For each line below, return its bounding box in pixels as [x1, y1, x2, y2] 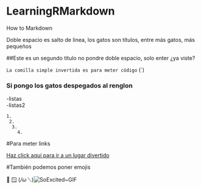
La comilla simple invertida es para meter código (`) [6, 66, 145, 74]
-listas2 [6, 101, 26, 109]
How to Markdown [6, 24, 53, 32]
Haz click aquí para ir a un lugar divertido [6, 152, 110, 159]
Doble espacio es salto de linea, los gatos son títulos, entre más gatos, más [6, 36, 195, 43]
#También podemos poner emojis [6, 163, 91, 171]
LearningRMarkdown [6, 4, 115, 18]
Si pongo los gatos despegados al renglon [6, 81, 133, 89]
